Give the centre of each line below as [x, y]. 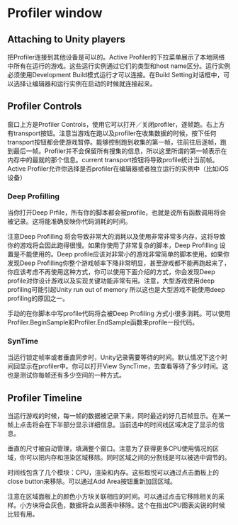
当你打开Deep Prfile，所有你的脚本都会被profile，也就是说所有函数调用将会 [117, 213]
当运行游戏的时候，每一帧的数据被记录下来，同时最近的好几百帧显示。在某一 [119, 416]
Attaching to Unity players [67, 39]
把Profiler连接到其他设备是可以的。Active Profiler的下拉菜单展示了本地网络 [116, 57]
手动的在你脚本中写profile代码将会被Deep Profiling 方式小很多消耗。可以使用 [119, 314]
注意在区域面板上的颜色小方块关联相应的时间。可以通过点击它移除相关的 [113, 497]
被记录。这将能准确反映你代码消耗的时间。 [69, 222]
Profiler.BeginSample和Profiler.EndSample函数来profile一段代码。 [103, 322]
